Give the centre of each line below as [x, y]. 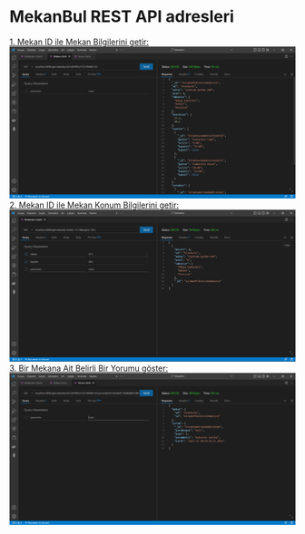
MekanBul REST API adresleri [122, 17]
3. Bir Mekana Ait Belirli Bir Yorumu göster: [89, 368]
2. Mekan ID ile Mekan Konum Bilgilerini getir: [94, 205]
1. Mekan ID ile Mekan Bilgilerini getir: [79, 42]
